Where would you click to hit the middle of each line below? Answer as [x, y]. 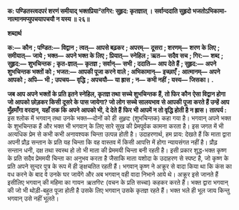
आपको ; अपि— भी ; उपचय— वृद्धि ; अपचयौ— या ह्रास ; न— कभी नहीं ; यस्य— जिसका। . [111, 80]
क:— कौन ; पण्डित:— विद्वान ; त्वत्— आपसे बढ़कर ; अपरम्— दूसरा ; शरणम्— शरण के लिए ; [113, 47]
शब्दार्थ [15, 33]
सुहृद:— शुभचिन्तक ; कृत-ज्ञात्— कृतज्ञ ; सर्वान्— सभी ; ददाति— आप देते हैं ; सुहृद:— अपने [112, 64]
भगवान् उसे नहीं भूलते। [33, 199]
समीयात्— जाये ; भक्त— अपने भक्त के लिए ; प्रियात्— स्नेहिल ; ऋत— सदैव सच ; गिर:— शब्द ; [115, 56]
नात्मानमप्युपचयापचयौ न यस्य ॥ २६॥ [49, 19]
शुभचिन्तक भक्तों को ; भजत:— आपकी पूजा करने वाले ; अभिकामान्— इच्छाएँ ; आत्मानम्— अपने [114, 72]
